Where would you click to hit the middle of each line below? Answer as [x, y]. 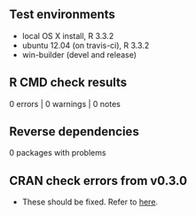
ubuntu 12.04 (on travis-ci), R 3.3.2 [86, 45]
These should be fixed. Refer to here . [90, 202]
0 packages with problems [58, 153]
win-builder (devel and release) [79, 54]
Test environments [62, 15]
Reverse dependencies [74, 132]
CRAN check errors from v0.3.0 [98, 180]
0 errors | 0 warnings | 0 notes [65, 104]
